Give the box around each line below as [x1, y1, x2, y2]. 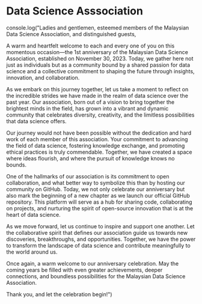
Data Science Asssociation [6, 4, 143, 18]
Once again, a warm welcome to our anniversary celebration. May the [6, 260, 179, 267]
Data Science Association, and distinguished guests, [6, 30, 136, 37]
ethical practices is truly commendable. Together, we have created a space [6, 148, 192, 156]
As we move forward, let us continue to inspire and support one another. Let [6, 222, 195, 230]
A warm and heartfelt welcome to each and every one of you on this [6, 42, 175, 49]
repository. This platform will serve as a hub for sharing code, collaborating [6, 198, 192, 205]
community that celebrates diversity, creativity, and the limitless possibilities [6, 111, 195, 118]
